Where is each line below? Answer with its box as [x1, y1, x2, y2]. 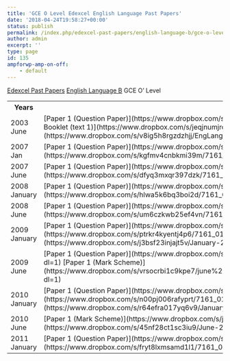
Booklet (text [43, 122, 86, 132]
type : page [7, 49, 38, 55]
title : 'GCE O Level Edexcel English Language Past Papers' [7, 10, 183, 17]
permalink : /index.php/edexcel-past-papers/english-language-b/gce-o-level [7, 29, 228, 36]
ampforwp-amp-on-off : [7, 61, 69, 68]
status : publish [7, 23, 53, 29]
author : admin [7, 36, 48, 42]
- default [19, 67, 48, 74]
